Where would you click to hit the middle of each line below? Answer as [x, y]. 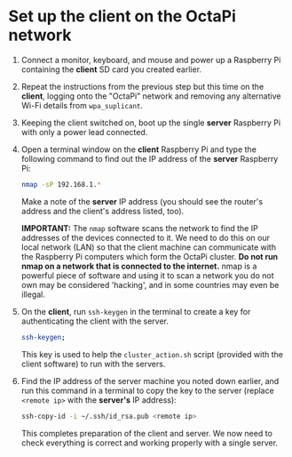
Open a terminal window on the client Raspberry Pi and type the [138, 149]
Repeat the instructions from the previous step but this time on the [142, 86]
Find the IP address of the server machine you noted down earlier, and [150, 381]
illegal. [33, 294]
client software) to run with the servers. [93, 364]
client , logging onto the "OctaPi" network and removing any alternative [151, 96]
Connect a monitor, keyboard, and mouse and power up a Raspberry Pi [151, 60]
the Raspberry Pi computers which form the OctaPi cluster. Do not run [150, 256]
